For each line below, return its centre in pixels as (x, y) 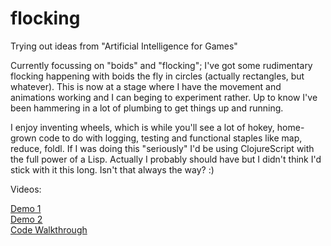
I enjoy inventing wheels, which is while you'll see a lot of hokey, (142, 127)
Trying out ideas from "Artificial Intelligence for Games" (124, 46)
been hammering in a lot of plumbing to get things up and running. (147, 108)
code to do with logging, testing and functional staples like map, (170, 138)
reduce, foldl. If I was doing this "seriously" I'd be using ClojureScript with (162, 148)
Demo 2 (26, 219)
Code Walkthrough (49, 229)
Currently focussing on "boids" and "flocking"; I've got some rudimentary (161, 65)
